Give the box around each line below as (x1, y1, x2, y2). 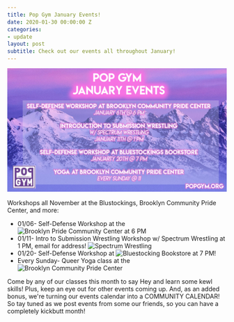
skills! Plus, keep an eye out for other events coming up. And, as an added (7, 284, 220, 293)
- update (7, 33, 33, 40)
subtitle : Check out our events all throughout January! (7, 48, 176, 55)
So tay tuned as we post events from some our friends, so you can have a (7, 299, 219, 307)
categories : (7, 26, 42, 33)
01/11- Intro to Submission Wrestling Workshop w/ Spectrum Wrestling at (17, 234, 226, 243)
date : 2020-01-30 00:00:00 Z (7, 18, 92, 26)
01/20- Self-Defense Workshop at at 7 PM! (17, 249, 217, 257)
